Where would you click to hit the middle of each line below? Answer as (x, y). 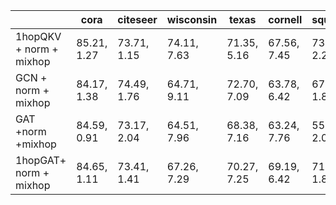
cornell (285, 19)
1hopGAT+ (41, 160)
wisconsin (192, 19)
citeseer (137, 19)
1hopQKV (38, 36)
